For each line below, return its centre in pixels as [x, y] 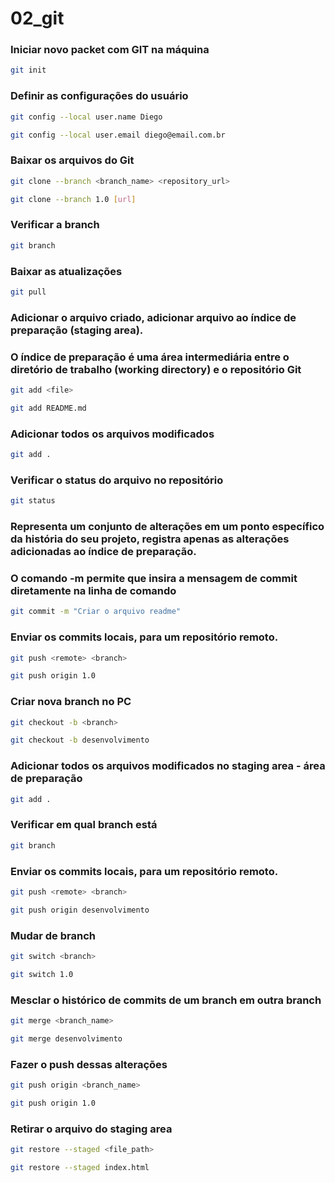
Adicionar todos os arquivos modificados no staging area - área [168, 766]
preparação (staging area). [77, 330]
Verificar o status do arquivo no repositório [117, 480]
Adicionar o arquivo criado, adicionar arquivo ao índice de [153, 317]
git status [33, 501]
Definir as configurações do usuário [99, 96]
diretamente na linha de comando [93, 590]
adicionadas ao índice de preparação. [103, 552]
